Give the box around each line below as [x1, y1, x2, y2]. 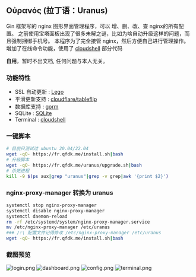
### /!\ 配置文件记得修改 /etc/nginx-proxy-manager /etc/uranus [6, 230, 162, 236]
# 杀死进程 [6, 168, 30, 174]
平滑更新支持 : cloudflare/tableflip [14, 95, 97, 103]
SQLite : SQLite [14, 110, 52, 117]
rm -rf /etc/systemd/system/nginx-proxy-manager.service [6, 219, 150, 225]
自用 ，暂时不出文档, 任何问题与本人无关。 [6, 57, 108, 64]
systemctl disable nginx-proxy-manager [6, 208, 105, 214]
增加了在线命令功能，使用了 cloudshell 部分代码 [6, 44, 123, 52]
